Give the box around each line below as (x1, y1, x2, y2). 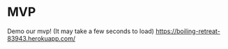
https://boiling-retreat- (155, 27, 221, 35)
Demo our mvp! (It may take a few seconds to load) (7, 27, 155, 35)
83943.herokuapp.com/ (7, 34, 75, 42)
